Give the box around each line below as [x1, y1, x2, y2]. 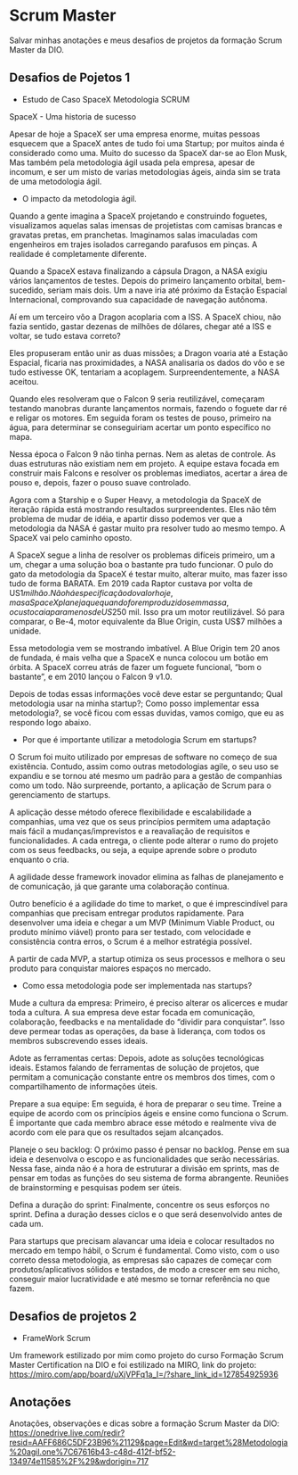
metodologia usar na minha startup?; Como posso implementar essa [9, 698, 260, 708]
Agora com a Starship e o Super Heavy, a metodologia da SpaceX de [9, 494, 262, 505]
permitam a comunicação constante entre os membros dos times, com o [9, 1072, 276, 1082]
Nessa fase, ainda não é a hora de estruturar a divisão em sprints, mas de [9, 1163, 280, 1173]
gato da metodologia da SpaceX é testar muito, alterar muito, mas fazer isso [9, 568, 287, 579]
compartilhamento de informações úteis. [9, 1081, 158, 1091]
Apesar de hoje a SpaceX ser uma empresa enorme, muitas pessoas [9, 128, 261, 139]
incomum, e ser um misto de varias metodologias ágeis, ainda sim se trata [9, 166, 281, 177]
